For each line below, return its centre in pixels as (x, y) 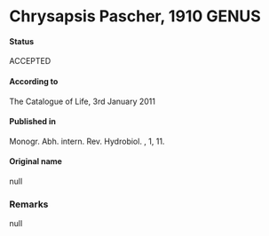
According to (34, 81)
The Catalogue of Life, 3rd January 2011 (82, 101)
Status (22, 41)
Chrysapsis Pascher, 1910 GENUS (135, 16)
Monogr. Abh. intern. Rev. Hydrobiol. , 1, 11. (87, 141)
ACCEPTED (30, 61)
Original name (36, 161)
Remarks (29, 204)
